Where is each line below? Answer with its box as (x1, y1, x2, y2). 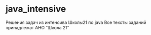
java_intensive (5, 3, 66, 15)
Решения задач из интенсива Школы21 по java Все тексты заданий (5, 19, 147, 25)
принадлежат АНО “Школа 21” (5, 24, 70, 30)
